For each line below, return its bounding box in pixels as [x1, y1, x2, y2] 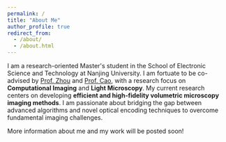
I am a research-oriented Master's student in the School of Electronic [7, 62, 206, 70]
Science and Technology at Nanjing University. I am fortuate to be [7, 69, 197, 77]
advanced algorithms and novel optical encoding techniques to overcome [7, 106, 218, 114]
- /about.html [13, 42, 54, 49]
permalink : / [7, 10, 45, 17]
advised [7, 77, 30, 84]
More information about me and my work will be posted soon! [7, 127, 184, 135]
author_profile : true [7, 23, 70, 30]
